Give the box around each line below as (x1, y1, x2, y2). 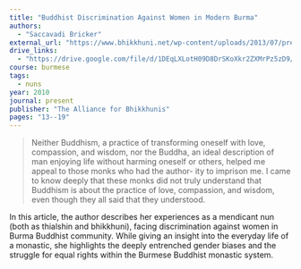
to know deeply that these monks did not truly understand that (30, 175, 262, 186)
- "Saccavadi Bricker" (17, 29, 102, 38)
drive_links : (9, 46, 58, 55)
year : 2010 (9, 88, 50, 97)
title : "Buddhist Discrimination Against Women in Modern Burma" (9, 13, 258, 22)
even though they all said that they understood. (30, 194, 206, 206)
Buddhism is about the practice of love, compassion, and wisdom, (30, 185, 275, 196)
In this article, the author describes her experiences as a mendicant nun (9, 212, 275, 223)
